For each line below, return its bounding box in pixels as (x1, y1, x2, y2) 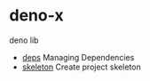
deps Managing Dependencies (21, 52, 135, 62)
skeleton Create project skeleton (21, 61, 141, 72)
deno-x (9, 5, 64, 26)
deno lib (9, 35, 39, 45)
